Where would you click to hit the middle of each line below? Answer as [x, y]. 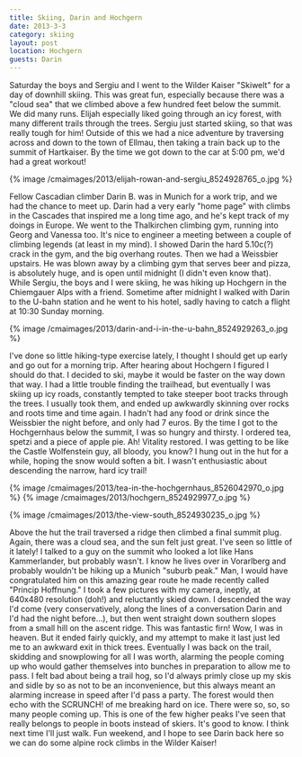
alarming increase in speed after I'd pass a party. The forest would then [142, 695]
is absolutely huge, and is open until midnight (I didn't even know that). [140, 273]
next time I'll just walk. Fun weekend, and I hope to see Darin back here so [147, 733]
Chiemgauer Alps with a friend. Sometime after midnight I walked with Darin [150, 292]
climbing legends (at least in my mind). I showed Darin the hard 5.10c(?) [142, 244]
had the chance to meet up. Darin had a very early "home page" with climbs [150, 206]
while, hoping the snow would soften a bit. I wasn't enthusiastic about [138, 461]
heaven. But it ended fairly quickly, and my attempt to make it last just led [145, 637]
